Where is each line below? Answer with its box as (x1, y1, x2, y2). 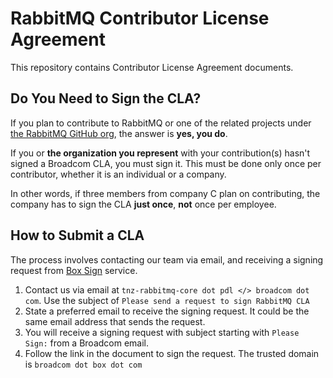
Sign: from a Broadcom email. (24, 337, 150, 349)
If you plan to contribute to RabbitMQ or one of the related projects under (10, 117, 312, 129)
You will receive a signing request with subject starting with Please (24, 326, 300, 338)
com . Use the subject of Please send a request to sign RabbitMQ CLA (24, 294, 310, 306)
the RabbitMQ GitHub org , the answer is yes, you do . (10, 127, 228, 139)
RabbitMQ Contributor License (10, 7, 270, 30)
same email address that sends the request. (24, 315, 206, 327)
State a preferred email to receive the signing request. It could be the (24, 305, 310, 317)
